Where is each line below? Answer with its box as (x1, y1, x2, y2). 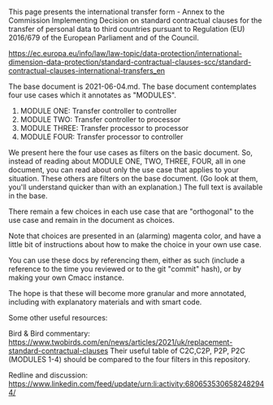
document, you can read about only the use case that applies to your (8, 165, 240, 174)
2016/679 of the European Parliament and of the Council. (8, 33, 199, 42)
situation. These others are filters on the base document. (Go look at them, (8, 174, 258, 183)
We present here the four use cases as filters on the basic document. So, (8, 148, 253, 157)
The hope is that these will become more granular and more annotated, (8, 289, 246, 298)
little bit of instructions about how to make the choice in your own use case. (8, 240, 262, 249)
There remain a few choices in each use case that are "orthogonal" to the (8, 207, 254, 216)
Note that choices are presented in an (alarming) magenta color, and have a (8, 231, 262, 241)
